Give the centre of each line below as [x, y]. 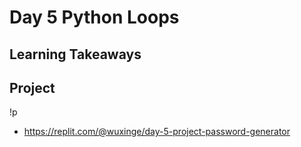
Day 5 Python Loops [94, 17]
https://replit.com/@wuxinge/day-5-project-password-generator [157, 132]
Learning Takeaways [75, 54]
